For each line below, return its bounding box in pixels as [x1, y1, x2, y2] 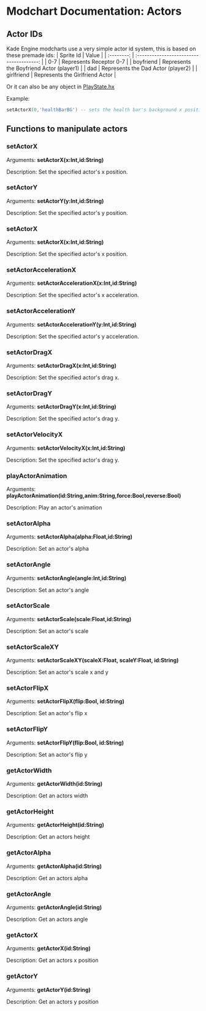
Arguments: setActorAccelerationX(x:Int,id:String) [6, 279, 137, 287]
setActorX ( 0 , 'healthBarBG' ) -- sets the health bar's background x [6, 107, 183, 113]
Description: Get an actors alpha [6, 874, 88, 881]
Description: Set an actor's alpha [6, 545, 89, 552]
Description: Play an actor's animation [6, 503, 102, 511]
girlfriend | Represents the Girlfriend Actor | [6, 71, 116, 78]
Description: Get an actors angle [6, 915, 88, 923]
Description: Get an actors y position [6, 997, 99, 1005]
